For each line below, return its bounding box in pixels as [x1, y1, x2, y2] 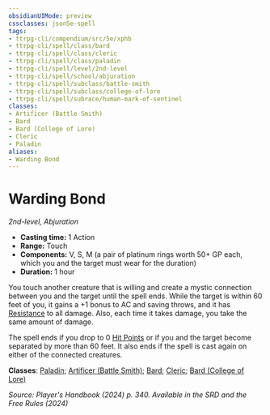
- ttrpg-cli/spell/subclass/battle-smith [8, 79, 150, 88]
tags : [8, 27, 27, 35]
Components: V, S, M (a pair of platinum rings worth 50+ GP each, [19, 250, 243, 259]
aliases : [8, 148, 38, 156]
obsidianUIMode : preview [8, 11, 92, 20]
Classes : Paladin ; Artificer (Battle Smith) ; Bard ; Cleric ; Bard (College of [8, 366, 245, 375]
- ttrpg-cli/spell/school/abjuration [8, 72, 136, 80]
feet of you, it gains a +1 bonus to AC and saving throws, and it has [8, 300, 231, 310]
